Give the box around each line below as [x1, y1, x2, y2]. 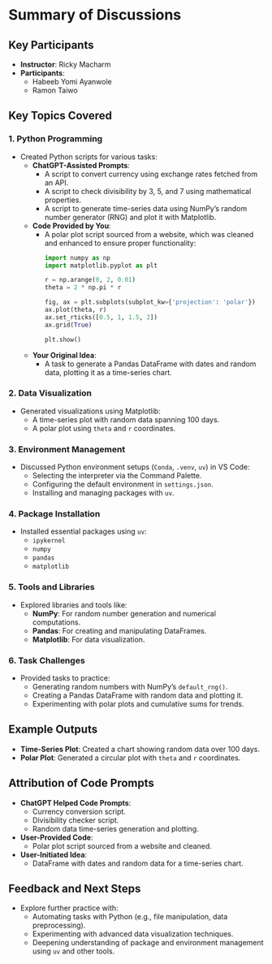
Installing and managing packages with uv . [32, 488, 175, 498]
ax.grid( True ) [44, 321, 93, 329]
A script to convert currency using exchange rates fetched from [44, 169, 258, 179]
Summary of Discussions [8, 6, 182, 24]
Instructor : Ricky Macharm [19, 59, 111, 69]
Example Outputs [8, 723, 98, 737]
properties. [44, 195, 82, 205]
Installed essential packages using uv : [19, 526, 148, 537]
